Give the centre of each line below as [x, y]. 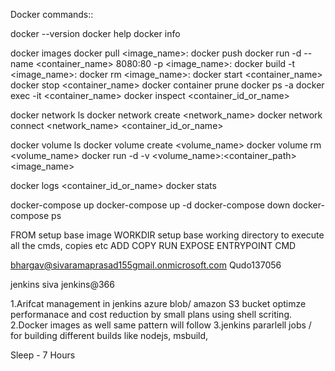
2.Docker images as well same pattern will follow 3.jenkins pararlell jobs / [161, 325]
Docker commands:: [52, 14]
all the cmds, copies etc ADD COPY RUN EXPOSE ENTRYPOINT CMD [153, 245]
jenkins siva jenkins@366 [62, 284]
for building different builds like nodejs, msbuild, [109, 335]
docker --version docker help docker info [95, 33]
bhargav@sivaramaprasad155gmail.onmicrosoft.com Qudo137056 [146, 265]
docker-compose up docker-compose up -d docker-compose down [150, 205]
